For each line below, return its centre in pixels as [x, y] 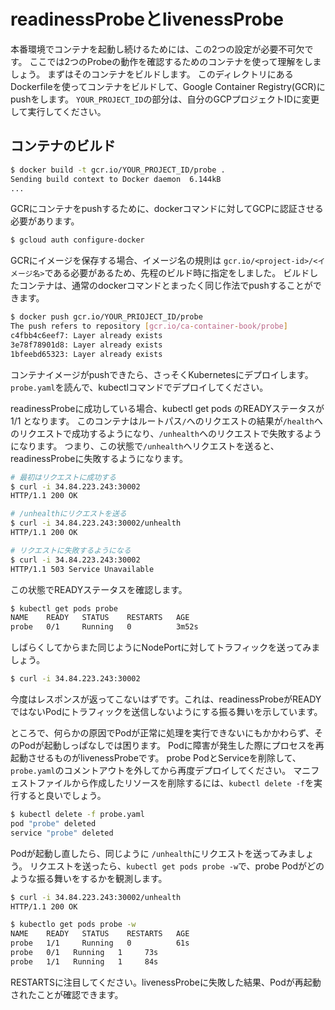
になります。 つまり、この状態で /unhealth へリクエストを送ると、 [145, 446]
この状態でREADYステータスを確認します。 [99, 589]
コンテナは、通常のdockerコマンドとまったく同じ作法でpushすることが [165, 286]
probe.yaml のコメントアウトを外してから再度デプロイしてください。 [151, 770]
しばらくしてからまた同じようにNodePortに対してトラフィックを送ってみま [165, 647]
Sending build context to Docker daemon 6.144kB [116, 179]
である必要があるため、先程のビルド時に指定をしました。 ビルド [177, 273]
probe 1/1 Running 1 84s [84, 961]
